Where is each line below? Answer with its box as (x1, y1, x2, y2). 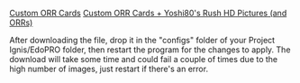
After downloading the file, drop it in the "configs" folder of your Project (9, 35, 276, 45)
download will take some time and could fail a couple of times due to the (9, 54, 278, 64)
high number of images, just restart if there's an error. (9, 63, 209, 74)
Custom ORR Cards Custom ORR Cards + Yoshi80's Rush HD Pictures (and (9, 8, 287, 18)
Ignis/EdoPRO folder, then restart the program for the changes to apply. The (9, 44, 291, 55)
